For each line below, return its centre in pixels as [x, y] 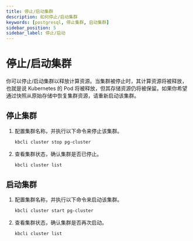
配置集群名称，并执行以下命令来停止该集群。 [68, 131]
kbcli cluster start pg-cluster [54, 211]
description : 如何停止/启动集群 [42, 17]
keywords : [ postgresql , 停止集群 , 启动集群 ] [58, 22]
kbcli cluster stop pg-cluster [53, 142]
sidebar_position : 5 [31, 28]
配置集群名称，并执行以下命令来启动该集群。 [68, 200]
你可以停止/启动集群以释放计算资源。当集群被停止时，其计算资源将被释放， [97, 81]
